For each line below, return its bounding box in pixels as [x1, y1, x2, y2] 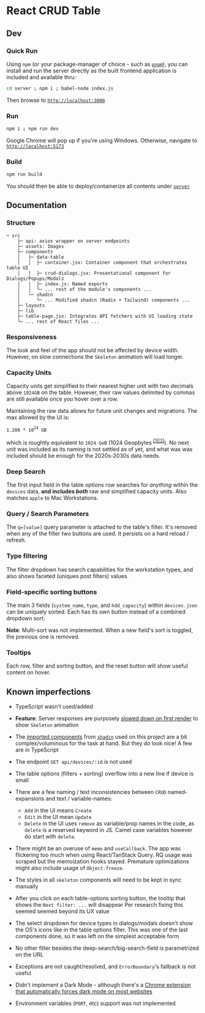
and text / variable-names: [45, 795, 113, 802]
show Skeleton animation [15, 721, 79, 728]
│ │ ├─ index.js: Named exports [17, 280, 108, 287]
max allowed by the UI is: [6, 414, 70, 421]
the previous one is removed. [6, 633, 80, 640]
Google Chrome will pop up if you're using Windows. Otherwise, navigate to [6, 136, 198, 144]
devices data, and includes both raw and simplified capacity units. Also [6, 487, 187, 495]
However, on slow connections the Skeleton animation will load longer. [6, 353, 184, 361]
